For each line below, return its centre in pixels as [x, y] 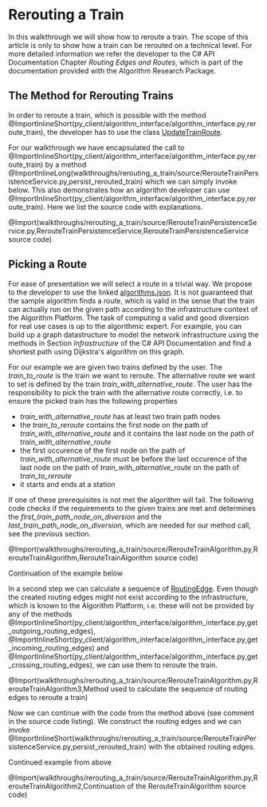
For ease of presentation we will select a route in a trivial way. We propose [130, 283]
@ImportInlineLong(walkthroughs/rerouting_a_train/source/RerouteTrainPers [133, 172]
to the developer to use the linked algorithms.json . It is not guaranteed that [131, 292]
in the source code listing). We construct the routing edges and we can [125, 721]
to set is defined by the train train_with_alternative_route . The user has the [130, 384]
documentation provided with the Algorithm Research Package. [112, 70]
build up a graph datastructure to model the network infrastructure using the [133, 334]
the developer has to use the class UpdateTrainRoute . [135, 132]
